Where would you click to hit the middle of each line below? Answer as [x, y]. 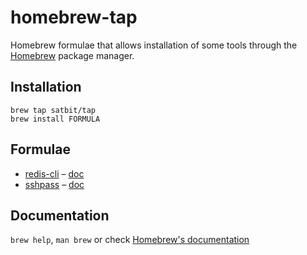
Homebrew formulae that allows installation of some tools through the [154, 45]
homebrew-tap [74, 17]
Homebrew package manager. [72, 55]
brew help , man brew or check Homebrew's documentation [130, 240]
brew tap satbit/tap [53, 110]
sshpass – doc [54, 184]
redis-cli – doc [54, 173]
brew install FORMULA [55, 119]
